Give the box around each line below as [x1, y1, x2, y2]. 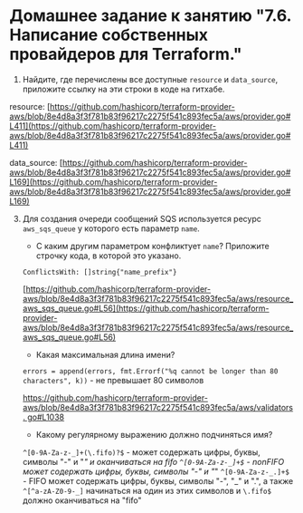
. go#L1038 [22, 411, 65, 422]
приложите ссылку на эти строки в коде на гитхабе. [22, 83, 225, 94]
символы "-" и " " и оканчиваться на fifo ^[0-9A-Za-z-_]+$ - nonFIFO [22, 456, 285, 467]
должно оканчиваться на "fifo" [22, 495, 142, 506]
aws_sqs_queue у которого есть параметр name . [22, 223, 201, 234]
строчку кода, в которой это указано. [35, 250, 182, 261]
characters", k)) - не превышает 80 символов [22, 374, 204, 385]
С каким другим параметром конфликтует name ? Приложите [35, 240, 270, 251]
